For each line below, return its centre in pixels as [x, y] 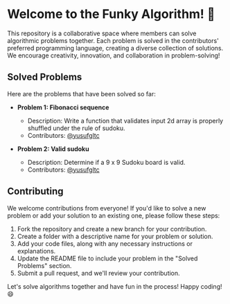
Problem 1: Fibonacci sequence [63, 107]
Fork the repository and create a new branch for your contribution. [112, 229]
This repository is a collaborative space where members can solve [102, 33]
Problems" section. [44, 265]
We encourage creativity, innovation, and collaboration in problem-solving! [114, 55]
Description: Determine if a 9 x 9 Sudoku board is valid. [106, 162]
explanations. [36, 251]
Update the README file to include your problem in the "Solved [107, 258]
